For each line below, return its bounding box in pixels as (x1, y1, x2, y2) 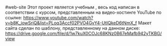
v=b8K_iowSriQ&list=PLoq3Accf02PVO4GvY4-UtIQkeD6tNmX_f (5, 20, 137, 26)
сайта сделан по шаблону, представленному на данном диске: (5, 25, 140, 31)
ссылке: (5, 15, 22, 20)
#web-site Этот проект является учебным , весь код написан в (5, 4, 140, 10)
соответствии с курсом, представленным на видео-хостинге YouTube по (5, 9, 161, 15)
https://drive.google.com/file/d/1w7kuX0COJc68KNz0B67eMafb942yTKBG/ (5, 31, 162, 36)
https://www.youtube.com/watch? (23, 15, 93, 20)
